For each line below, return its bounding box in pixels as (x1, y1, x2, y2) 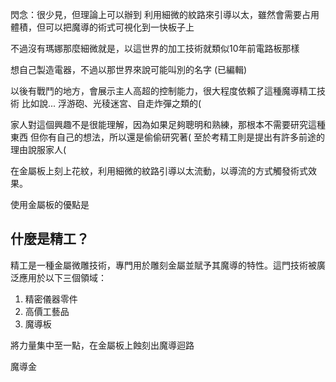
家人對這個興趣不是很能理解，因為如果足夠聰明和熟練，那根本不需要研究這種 (10, 119, 326, 130)
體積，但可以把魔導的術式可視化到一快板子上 (10, 21, 195, 33)
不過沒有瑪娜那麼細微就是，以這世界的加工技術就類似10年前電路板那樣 (10, 43, 300, 54)
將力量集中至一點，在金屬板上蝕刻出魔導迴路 (10, 339, 195, 351)
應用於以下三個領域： (18, 271, 107, 283)
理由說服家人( (10, 144, 67, 155)
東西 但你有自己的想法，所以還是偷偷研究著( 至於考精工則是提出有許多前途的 (10, 131, 325, 143)
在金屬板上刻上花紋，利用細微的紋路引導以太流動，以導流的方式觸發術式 (10, 165, 308, 177)
